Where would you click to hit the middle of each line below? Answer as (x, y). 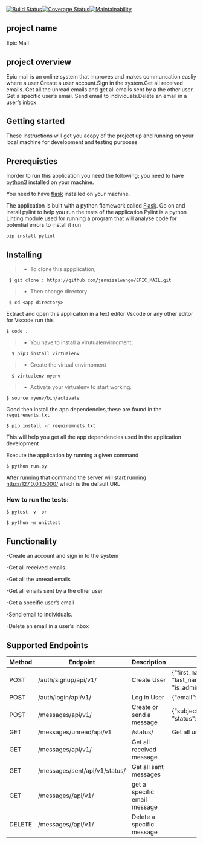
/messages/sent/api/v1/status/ (82, 770)
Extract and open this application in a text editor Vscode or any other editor (100, 314)
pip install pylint (31, 236)
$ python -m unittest (34, 523)
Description (149, 662)
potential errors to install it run (44, 225)
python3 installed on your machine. (50, 182)
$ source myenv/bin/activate (43, 398)
